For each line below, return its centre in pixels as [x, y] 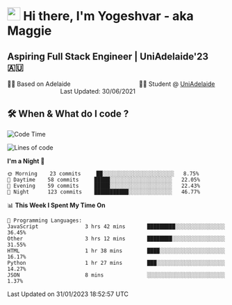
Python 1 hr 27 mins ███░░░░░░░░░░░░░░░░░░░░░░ [116, 263]
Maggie [30, 31]
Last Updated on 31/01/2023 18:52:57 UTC [68, 294]
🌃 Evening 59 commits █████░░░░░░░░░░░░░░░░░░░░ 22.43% [103, 186]
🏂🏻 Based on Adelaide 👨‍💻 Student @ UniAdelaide [111, 84]
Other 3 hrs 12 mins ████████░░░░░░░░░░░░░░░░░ [116, 238]
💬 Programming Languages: [44, 220]
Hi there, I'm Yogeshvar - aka [109, 16]
